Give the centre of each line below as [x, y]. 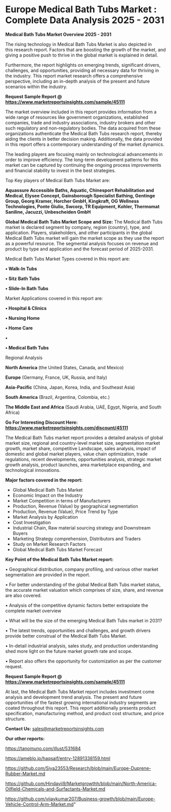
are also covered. [23, 595]
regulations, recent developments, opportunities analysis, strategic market [83, 459]
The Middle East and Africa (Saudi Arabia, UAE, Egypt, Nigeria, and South [83, 407]
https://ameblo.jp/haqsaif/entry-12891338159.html [58, 758]
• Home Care [19, 328]
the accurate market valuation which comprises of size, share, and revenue [84, 590]
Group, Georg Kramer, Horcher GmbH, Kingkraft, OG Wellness [72, 201]
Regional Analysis [24, 358]
